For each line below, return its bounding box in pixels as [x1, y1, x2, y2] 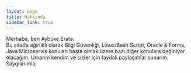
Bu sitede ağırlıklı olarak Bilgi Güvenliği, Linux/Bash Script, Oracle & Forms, [6, 41, 186, 48]
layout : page [6, 8, 38, 15]
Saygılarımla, [6, 60, 37, 67]
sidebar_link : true [6, 19, 54, 25]
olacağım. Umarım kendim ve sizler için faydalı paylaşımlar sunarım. [6, 54, 169, 61]
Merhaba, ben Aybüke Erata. [6, 36, 75, 43]
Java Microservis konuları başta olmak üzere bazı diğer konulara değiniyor [6, 48, 185, 55]
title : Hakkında [6, 14, 46, 20]
